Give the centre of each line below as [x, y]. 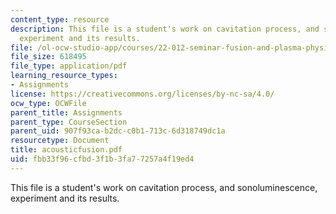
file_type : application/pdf [69, 66]
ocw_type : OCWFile [48, 103]
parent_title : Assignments [66, 112]
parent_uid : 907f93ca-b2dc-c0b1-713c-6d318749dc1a [118, 131]
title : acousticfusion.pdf [66, 150]
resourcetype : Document [60, 141]
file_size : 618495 [48, 57]
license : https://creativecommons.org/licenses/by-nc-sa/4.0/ [142, 94]
